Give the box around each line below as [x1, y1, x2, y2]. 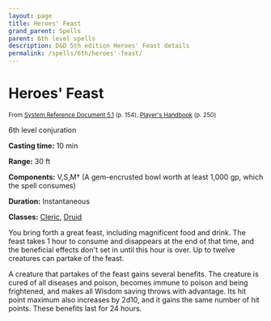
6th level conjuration [8, 125, 77, 134]
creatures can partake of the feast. [8, 253, 125, 263]
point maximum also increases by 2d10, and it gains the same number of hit [8, 294, 260, 304]
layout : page [8, 11, 53, 20]
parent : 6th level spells [8, 34, 95, 43]
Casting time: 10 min [8, 141, 78, 150]
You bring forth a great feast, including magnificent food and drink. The [8, 227, 247, 237]
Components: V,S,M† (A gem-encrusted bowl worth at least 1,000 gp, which [8, 171, 264, 182]
